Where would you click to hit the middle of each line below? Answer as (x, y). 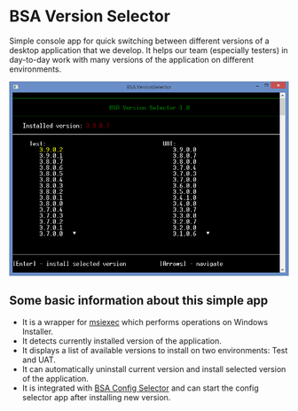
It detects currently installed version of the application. (122, 341)
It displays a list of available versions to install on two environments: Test (155, 350)
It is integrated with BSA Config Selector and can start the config (140, 388)
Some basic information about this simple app (139, 301)
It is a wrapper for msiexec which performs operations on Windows (145, 322)
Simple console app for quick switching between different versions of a (139, 41)
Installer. (38, 331)
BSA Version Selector (90, 16)
